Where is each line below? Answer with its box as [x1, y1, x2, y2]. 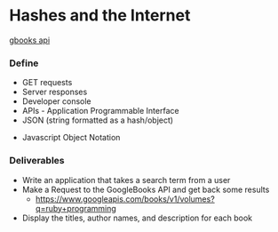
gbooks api [9, 35, 51, 45]
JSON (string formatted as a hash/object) [21, 115, 174, 125]
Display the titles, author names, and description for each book [21, 212, 253, 223]
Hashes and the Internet [9, 5, 191, 26]
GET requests [21, 77, 73, 88]
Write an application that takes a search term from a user [21, 174, 231, 185]
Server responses [21, 86, 88, 98]
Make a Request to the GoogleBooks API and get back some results [21, 184, 270, 195]
